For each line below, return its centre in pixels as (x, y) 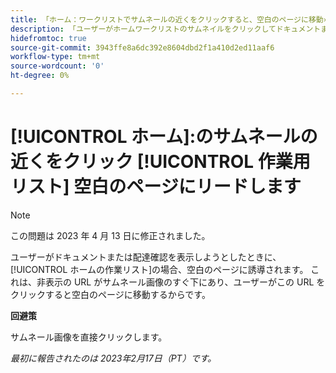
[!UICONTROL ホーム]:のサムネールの (164, 137)
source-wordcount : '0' (57, 66)
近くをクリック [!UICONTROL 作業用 (160, 162)
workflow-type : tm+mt (55, 57)
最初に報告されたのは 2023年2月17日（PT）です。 (113, 358)
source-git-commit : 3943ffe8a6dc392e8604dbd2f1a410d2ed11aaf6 (142, 47)
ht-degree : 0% (40, 76)
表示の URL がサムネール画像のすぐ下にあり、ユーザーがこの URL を (185, 282)
